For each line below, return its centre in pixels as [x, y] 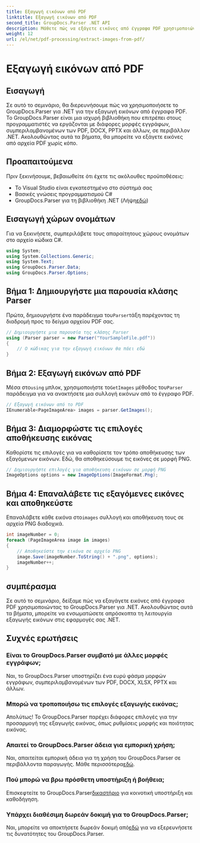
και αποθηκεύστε [40, 503]
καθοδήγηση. [23, 799]
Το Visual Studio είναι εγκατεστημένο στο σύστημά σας [84, 188]
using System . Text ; [30, 262]
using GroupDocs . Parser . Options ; [48, 273]
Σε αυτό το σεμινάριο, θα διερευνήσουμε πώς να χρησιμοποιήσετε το [92, 105]
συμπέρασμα [31, 587]
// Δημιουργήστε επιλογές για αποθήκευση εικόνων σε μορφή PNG [86, 469]
